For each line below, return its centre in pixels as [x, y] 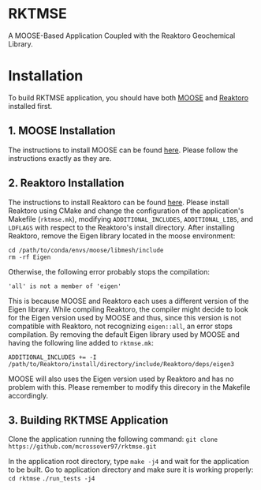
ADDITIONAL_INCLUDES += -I [52, 357]
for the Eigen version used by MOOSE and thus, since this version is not [125, 317]
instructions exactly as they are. [60, 158]
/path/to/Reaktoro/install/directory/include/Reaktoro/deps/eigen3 [121, 364]
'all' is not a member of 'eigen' [65, 286]
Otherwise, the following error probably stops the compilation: [109, 271]
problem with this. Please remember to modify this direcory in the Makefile [129, 387]
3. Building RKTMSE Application [88, 420]
